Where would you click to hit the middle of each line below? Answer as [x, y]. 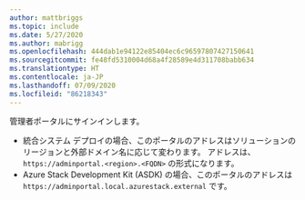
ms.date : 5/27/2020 [46, 35]
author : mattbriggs [46, 18]
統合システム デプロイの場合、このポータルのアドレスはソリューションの [159, 140]
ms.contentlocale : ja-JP [56, 77]
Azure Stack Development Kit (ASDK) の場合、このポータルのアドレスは [158, 175]
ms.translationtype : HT [55, 69]
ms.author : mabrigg [46, 43]
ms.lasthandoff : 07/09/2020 [63, 85]
